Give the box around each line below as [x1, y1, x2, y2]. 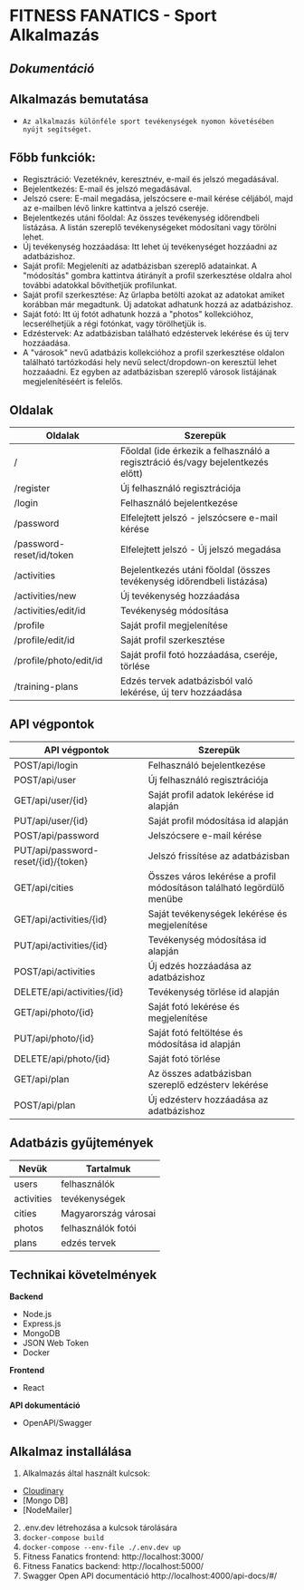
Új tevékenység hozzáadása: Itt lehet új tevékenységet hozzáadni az [22, 241, 278, 252]
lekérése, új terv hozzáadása [120, 686, 242, 699]
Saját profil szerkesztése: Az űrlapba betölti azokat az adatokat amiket [22, 289, 285, 300]
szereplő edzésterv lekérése [147, 1078, 269, 1091]
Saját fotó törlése [147, 1052, 221, 1065]
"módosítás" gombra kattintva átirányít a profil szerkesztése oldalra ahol [22, 270, 292, 281]
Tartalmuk [85, 1162, 131, 1175]
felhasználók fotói [60, 1221, 137, 1234]
